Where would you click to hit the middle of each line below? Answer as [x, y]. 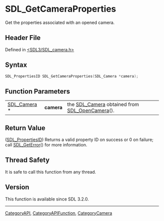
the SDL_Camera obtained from [103, 104]
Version [17, 187]
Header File [23, 38]
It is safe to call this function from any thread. [51, 172]
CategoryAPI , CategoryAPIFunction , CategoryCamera [59, 213]
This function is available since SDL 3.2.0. [47, 199]
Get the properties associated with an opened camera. [60, 22]
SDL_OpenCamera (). [91, 111]
